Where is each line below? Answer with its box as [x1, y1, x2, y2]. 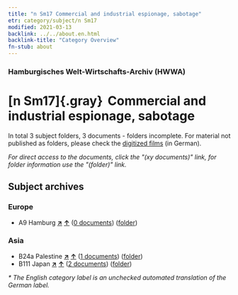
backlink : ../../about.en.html [8, 30, 101, 38]
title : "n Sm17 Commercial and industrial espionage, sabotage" [8, 10, 202, 18]
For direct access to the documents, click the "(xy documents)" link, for [8, 152, 217, 161]
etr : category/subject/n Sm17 [8, 17, 98, 24]
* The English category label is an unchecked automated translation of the [8, 273, 227, 282]
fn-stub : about [8, 43, 53, 50]
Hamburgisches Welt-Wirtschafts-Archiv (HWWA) [8, 67, 186, 77]
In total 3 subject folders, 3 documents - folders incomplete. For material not [8, 131, 231, 140]
